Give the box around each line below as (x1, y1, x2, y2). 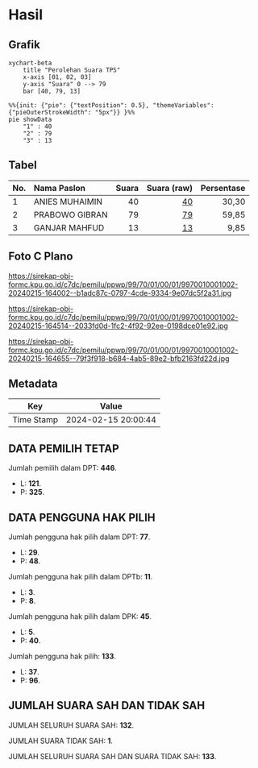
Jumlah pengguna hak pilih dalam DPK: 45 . (8, 612, 152, 621)
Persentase (200, 182, 246, 193)
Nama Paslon (33, 182, 86, 193)
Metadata (8, 377, 58, 391)
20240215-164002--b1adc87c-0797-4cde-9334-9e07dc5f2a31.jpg (8, 288, 232, 297)
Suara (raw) (146, 182, 193, 193)
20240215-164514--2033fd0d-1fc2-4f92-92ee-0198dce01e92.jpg (8, 321, 228, 330)
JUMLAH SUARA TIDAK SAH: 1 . (8, 736, 113, 745)
